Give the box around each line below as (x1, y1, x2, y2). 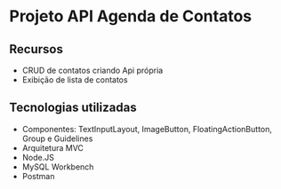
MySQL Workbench (21, 161, 94, 172)
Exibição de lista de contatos (21, 75, 128, 85)
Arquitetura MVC (21, 142, 84, 153)
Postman (21, 170, 55, 181)
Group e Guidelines (21, 133, 93, 144)
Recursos (9, 42, 64, 57)
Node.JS (21, 152, 55, 162)
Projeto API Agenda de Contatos (9, 6, 252, 27)
